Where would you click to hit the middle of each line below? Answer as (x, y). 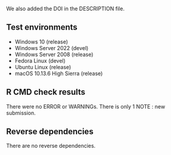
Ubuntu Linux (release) (43, 67)
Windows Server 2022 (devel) (52, 48)
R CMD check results (46, 92)
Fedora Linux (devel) (40, 61)
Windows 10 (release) (41, 42)
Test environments (42, 27)
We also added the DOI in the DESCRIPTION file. (66, 9)
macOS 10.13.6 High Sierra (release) (59, 73)
